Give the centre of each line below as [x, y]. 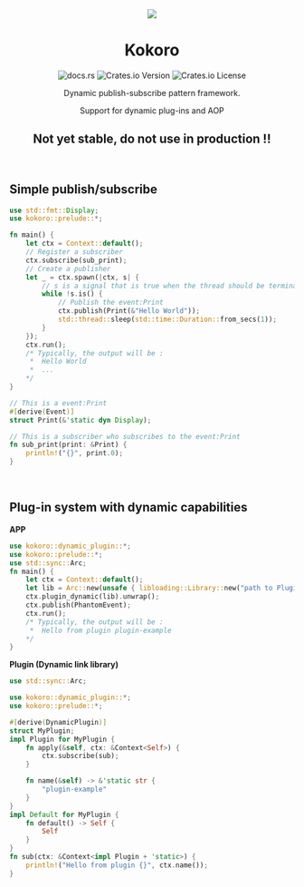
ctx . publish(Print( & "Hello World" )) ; [129, 311]
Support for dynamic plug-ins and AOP [152, 110]
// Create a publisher [68, 268]
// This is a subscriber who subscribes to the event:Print [125, 436]
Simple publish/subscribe [84, 190]
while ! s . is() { [72, 294]
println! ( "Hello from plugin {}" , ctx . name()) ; [117, 865]
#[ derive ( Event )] [42, 412]
